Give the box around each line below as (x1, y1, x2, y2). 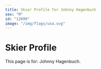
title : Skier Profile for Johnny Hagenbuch (5, 7, 97, 12)
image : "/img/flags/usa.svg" (5, 21, 65, 26)
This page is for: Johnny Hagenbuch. (5, 59, 81, 65)
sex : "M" (5, 12, 23, 17)
